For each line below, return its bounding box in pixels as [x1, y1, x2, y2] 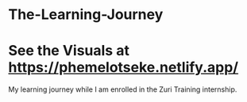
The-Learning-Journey [8, 6, 164, 24]
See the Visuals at [8, 42, 129, 60]
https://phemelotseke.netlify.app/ [8, 59, 239, 77]
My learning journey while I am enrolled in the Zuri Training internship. [8, 85, 237, 94]
